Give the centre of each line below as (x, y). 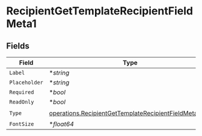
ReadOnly (22, 102)
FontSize (22, 124)
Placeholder (26, 82)
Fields (18, 46)
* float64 (61, 124)
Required (22, 92)
